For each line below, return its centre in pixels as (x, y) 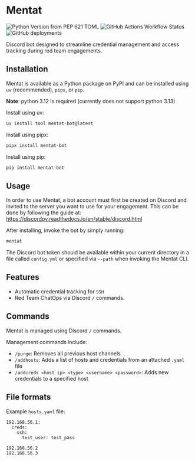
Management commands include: (47, 342)
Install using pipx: (27, 135)
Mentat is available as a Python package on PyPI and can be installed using (97, 83)
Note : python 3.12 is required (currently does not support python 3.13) (91, 101)
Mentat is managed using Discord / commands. (64, 331)
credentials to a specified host (51, 378)
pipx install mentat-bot (37, 145)
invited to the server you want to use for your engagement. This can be (92, 207)
